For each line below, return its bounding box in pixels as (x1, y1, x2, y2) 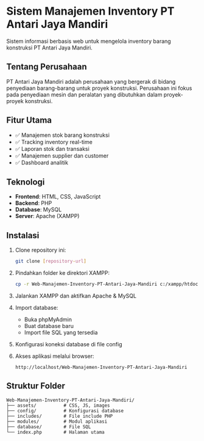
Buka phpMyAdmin (24, 316, 72, 323)
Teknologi (6, 177, 45, 187)
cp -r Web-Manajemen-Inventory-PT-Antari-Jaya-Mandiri (15, 281, 158, 288)
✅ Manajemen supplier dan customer (15, 151, 109, 159)
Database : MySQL (15, 206, 62, 213)
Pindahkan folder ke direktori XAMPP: (15, 269, 110, 277)
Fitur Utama (6, 115, 52, 126)
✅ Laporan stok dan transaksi (15, 145, 90, 152)
